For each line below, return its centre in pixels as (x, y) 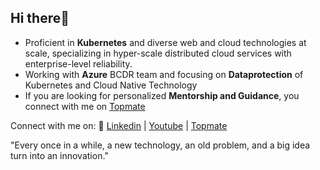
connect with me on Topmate (85, 106)
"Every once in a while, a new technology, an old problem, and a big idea (160, 145)
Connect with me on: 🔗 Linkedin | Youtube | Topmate (119, 125)
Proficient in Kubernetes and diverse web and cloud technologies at (165, 42)
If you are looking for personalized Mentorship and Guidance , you (162, 95)
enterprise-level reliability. (78, 63)
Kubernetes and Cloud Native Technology (111, 85)
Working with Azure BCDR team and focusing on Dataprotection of (164, 74)
